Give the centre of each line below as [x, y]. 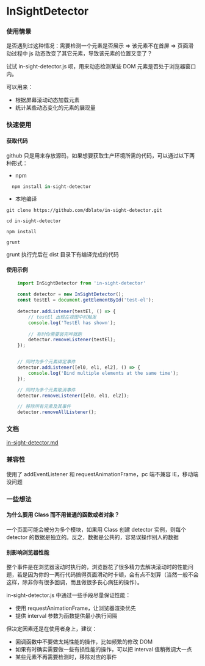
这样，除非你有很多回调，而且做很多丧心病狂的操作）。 [74, 582]
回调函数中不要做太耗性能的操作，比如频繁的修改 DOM [84, 642]
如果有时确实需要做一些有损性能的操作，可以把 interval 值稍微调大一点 [103, 650]
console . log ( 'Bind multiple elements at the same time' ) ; [103, 373]
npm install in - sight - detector [52, 186]
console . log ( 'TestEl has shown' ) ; [72, 323]
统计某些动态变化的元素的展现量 [55, 107]
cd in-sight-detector [34, 221]
